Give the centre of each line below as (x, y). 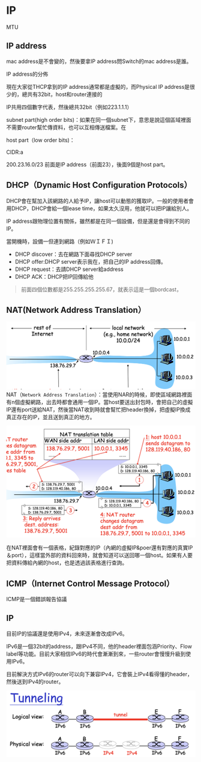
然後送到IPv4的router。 (35, 682)
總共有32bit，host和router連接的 (62, 94)
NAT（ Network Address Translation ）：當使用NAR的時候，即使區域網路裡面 (99, 395)
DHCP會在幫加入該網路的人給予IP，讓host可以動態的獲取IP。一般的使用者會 (100, 201)
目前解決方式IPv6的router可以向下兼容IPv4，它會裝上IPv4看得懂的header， (100, 674)
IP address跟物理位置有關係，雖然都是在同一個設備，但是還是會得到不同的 (98, 221)
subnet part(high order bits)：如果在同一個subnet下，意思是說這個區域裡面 (99, 119)
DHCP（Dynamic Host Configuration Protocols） (99, 185)
